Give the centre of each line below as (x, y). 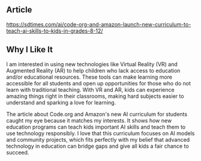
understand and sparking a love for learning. (61, 102)
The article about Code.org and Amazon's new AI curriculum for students (97, 114)
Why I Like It (29, 50)
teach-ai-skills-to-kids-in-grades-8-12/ (55, 31)
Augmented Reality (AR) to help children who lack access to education (93, 70)
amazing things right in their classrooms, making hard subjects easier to (95, 96)
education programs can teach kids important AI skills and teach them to (96, 127)
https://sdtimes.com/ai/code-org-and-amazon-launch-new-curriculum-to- (99, 24)
